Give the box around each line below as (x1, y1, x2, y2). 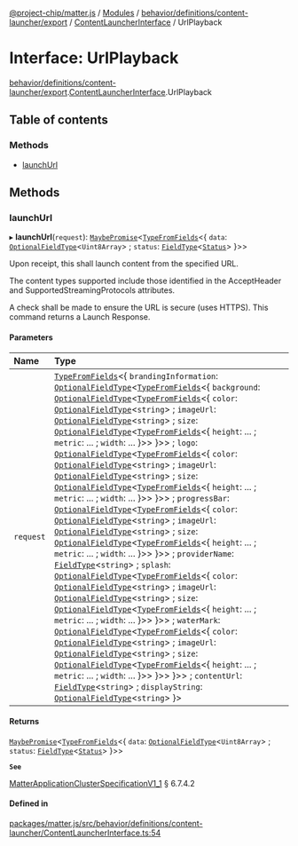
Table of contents (9, 113, 108, 128)
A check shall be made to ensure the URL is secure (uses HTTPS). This (9, 302, 269, 313)
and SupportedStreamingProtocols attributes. (9, 285, 176, 296)
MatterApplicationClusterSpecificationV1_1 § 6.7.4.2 (9, 778, 195, 788)
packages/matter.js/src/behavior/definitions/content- (9, 818, 203, 828)
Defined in (9, 798, 49, 809)
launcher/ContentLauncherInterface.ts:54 (9, 827, 161, 838)
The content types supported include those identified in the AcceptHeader (9, 275, 282, 287)
